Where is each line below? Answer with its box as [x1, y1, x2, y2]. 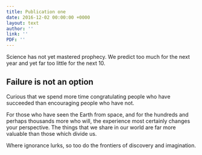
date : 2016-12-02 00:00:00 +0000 [6, 14, 90, 20]
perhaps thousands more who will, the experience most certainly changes [6, 117, 191, 124]
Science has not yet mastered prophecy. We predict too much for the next [6, 53, 190, 60]
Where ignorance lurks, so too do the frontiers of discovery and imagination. [6, 142, 197, 149]
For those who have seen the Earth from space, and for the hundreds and [6, 111, 189, 118]
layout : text [6, 20, 39, 26]
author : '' [6, 25, 34, 32]
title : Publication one [6, 8, 66, 15]
